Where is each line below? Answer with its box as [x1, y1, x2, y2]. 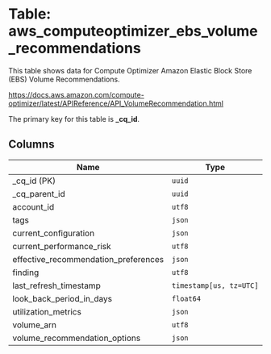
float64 [172, 294, 202, 303]
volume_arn [12, 319, 56, 331]
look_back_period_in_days [12, 293, 113, 304]
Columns [8, 138, 55, 152]
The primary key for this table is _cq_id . [8, 114, 140, 123]
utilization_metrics [12, 306, 82, 317]
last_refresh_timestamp [12, 280, 101, 291]
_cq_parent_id [12, 188, 66, 199]
